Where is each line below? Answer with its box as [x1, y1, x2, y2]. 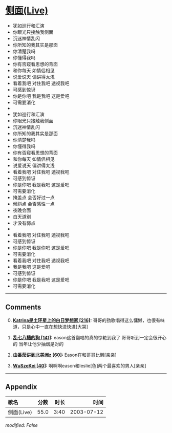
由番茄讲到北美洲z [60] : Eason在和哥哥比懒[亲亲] [12, 352, 117, 358]
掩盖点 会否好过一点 [12, 194, 55, 200]
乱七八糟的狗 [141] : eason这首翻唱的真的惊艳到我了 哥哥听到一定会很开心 [12, 334, 167, 340]
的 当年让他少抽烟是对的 [12, 341, 64, 347]
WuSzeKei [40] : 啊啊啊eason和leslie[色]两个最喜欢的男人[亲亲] [12, 362, 146, 369]
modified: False [5, 422, 38, 428]
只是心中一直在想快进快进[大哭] [21, 323, 89, 330]
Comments [5, 303, 41, 312]
